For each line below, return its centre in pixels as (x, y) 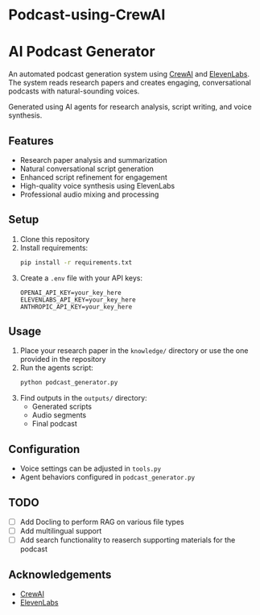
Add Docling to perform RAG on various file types (102, 522)
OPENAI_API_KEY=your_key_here (71, 293)
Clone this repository (55, 239)
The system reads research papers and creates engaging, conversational (130, 83)
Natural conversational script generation (87, 168)
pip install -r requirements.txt (76, 262)
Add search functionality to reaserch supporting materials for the (128, 540)
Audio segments (59, 415)
